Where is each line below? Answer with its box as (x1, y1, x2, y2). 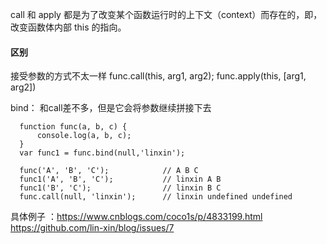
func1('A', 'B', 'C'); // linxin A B (19, 174, 222, 185)
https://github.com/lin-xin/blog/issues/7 (10, 222, 175, 234)
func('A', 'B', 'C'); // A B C (19, 166, 199, 176)
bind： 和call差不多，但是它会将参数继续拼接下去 (10, 102, 212, 114)
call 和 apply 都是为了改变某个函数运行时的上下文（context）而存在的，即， (10, 9, 323, 20)
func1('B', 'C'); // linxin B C (19, 183, 222, 193)
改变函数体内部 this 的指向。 (10, 21, 127, 33)
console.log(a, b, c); (36, 131, 132, 141)
